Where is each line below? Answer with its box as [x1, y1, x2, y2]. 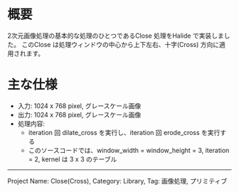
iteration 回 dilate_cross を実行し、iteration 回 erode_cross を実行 [28, 128, 221, 137]
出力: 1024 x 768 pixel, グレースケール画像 [17, 110, 142, 119]
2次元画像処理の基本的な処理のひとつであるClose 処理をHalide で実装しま [7, 31, 224, 40]
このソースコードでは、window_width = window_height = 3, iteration [28, 146, 230, 154]
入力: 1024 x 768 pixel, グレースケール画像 [17, 101, 142, 110]
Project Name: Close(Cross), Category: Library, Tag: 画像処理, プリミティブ [7, 176, 228, 185]
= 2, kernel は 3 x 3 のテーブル [28, 154, 117, 164]
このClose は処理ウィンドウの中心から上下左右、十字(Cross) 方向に [21, 40, 220, 48]
